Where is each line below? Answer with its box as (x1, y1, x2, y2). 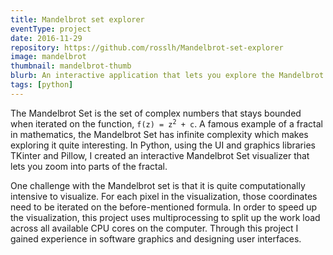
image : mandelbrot (10, 52, 87, 62)
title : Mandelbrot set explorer (10, 14, 145, 25)
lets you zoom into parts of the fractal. (10, 160, 168, 172)
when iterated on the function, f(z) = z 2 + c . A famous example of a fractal (10, 117, 323, 130)
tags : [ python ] (10, 80, 74, 90)
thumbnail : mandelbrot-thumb (10, 61, 132, 71)
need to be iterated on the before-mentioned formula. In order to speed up (10, 201, 318, 213)
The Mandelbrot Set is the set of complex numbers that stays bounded (10, 107, 302, 119)
